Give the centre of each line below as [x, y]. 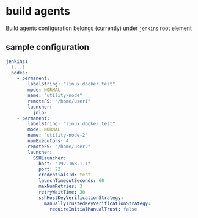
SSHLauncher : [50, 158]
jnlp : [40, 112]
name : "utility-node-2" [58, 136]
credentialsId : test [64, 175]
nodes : [20, 73]
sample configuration [48, 47]
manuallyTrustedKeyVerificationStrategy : [97, 203]
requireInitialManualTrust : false [93, 209]
